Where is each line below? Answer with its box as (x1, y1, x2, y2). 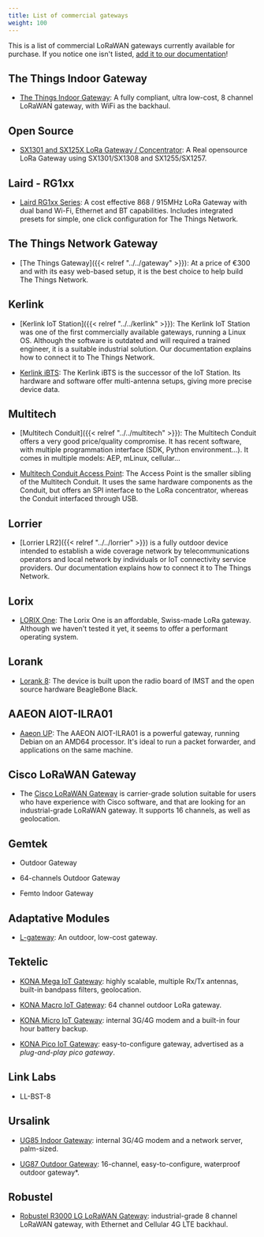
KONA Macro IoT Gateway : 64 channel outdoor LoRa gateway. (19, 1000, 222, 1009)
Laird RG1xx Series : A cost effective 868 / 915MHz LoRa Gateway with (19, 197, 247, 206)
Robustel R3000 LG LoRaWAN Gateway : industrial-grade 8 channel (19, 1211, 238, 1221)
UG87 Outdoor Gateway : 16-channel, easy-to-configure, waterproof (19, 1159, 240, 1168)
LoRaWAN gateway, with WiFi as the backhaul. (19, 101, 171, 111)
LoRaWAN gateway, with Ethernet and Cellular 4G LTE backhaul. (19, 1220, 229, 1229)
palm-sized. (19, 1144, 59, 1153)
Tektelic (8, 956, 49, 969)
